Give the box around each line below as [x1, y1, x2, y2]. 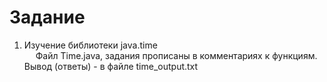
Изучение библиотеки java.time [23, 39, 158, 51]
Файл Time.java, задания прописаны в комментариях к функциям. [35, 49, 318, 61]
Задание [9, 6, 86, 29]
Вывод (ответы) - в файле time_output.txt [23, 60, 199, 72]
